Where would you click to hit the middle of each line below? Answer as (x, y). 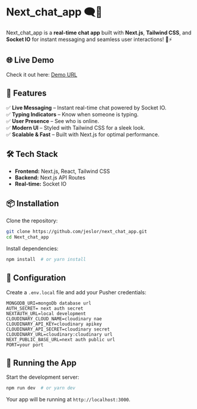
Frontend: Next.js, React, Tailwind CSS (62, 171)
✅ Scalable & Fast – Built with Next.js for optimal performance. (83, 134)
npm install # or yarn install (46, 259)
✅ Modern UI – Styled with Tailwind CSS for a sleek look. (76, 128)
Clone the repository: (32, 221)
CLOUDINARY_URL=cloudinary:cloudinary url (59, 334)
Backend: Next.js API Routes (50, 178)
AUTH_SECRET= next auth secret (45, 308)
